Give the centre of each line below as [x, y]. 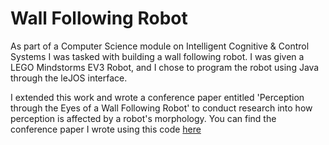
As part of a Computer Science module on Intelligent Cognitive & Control [160, 46]
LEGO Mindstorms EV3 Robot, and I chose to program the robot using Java [165, 67]
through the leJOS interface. [69, 78]
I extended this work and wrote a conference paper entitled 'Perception [157, 97]
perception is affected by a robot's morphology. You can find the [143, 118]
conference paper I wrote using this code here [106, 129]
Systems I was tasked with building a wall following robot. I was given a [157, 56]
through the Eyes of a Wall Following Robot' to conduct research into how [161, 108]
